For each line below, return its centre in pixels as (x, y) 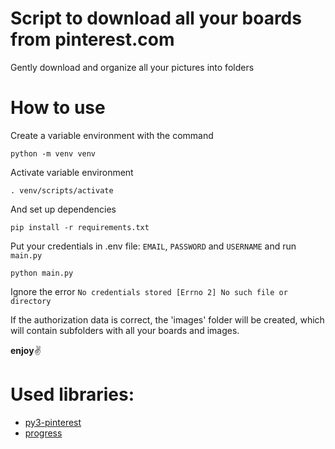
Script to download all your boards (156, 18)
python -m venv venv (53, 153)
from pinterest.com (92, 39)
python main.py (42, 273)
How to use (58, 108)
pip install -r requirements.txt (80, 227)
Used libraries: (72, 394)
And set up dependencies (63, 209)
